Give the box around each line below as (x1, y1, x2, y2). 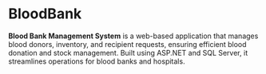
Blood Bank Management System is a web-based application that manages (8, 31, 259, 41)
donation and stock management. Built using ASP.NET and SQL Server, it (8, 48, 248, 57)
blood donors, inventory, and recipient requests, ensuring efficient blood (8, 39, 247, 49)
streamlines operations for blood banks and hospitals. (8, 56, 185, 66)
